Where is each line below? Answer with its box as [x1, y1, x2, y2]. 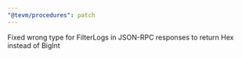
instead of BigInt [7, 40, 60, 50]
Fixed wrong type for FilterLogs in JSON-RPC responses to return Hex [7, 32, 234, 42]
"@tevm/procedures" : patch [7, 11, 96, 19]
